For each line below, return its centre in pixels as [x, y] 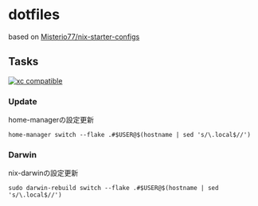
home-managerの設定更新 [51, 120]
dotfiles [34, 15]
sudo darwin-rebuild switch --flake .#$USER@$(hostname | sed [113, 189]
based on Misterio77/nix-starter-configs [74, 37]
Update [23, 101]
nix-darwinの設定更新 [43, 173]
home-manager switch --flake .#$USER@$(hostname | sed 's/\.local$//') [129, 135]
